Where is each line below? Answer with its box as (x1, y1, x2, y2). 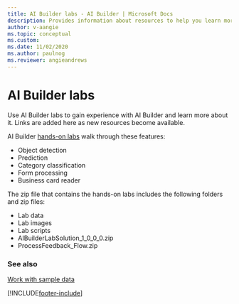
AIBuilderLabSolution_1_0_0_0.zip (17, 234, 114, 242)
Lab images (17, 218, 52, 227)
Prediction (17, 153, 48, 162)
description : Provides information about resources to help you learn (7, 17, 221, 24)
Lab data (17, 211, 44, 219)
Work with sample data (7, 275, 75, 283)
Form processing (17, 168, 68, 177)
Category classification (17, 161, 86, 169)
